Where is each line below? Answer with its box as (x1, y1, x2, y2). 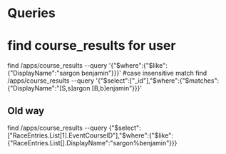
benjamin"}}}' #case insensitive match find (81, 69, 207, 78)
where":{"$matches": (156, 76, 220, 85)
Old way (7, 105, 45, 117)
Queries (7, 5, 56, 21)
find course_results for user (7, 38, 176, 54)
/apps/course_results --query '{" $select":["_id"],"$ (7, 76, 157, 85)
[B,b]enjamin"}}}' (91, 84, 143, 93)
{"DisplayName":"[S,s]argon (7, 84, 91, 93)
